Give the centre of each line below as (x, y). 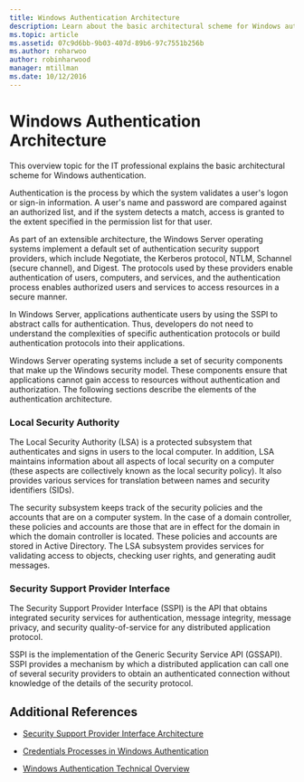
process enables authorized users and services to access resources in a (144, 287)
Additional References (74, 712)
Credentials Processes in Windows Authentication (115, 751)
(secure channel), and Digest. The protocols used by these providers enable (152, 268)
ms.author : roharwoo (48, 52)
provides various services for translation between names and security (140, 480)
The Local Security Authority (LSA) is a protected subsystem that (131, 442)
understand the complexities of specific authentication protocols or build (145, 333)
